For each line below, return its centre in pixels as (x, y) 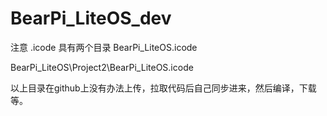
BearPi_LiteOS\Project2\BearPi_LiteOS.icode (102, 67)
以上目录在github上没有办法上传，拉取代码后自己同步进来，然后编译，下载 (163, 88)
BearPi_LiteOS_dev (91, 18)
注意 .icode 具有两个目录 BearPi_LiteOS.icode (104, 47)
